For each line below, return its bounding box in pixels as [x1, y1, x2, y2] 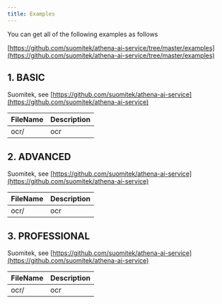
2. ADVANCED [7, 150, 71, 163]
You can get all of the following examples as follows [7, 30, 158, 38]
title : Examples [7, 10, 55, 18]
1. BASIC [7, 72, 45, 84]
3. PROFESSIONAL [7, 230, 90, 242]
